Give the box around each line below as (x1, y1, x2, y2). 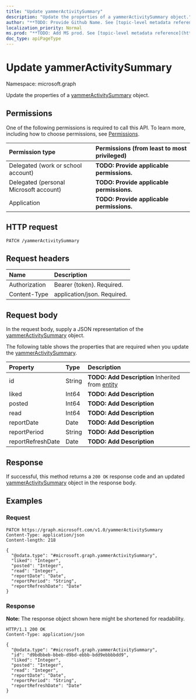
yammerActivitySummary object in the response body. (6, 479, 137, 486)
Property (9, 363, 34, 371)
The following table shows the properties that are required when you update (6, 343, 189, 350)
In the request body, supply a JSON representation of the (6, 326, 144, 333)
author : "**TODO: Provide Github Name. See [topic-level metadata (6, 19, 171, 25)
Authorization (9, 281, 46, 289)
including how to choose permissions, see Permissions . (6, 130, 140, 137)
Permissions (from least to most (95, 144, 187, 152)
